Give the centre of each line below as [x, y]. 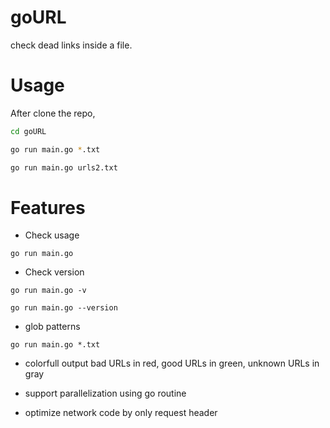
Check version [54, 272]
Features [48, 207]
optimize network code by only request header [121, 413]
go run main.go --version [64, 308]
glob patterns [52, 327]
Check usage [52, 235]
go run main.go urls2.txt [64, 167]
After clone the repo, [53, 113]
